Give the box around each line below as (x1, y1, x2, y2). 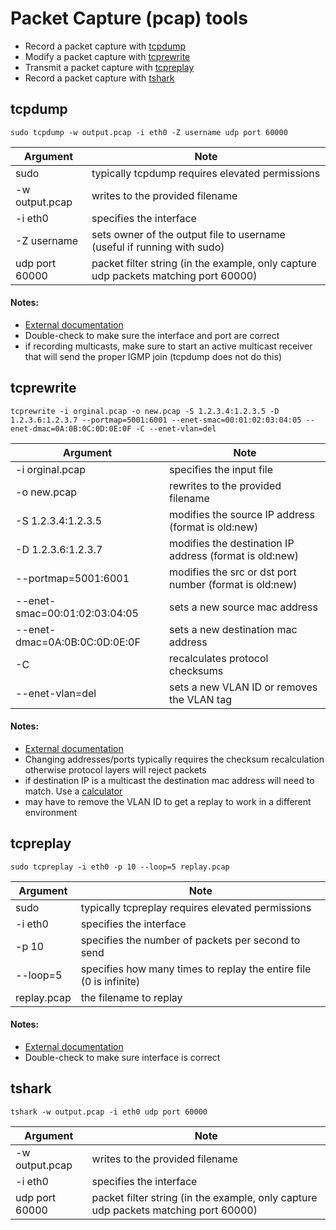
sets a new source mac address (169, 600, 318, 614)
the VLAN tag (169, 692, 232, 706)
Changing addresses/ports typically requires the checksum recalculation (24, 753, 325, 765)
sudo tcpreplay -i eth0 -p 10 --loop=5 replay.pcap (10, 862, 230, 872)
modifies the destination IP (169, 536, 295, 550)
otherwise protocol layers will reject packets (24, 763, 207, 776)
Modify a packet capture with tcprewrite (24, 50, 191, 62)
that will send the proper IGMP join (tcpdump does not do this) (24, 350, 282, 362)
